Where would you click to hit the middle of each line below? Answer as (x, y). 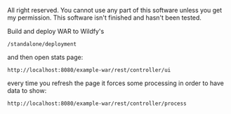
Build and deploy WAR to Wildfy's (56, 31)
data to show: (27, 90)
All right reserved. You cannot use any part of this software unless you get (115, 10)
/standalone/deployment (42, 44)
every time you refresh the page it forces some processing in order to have (116, 83)
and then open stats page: (45, 57)
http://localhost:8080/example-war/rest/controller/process (97, 103)
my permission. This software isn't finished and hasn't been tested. (105, 18)
